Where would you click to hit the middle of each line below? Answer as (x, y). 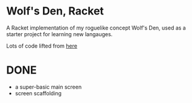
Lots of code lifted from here (42, 46)
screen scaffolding (38, 93)
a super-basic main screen (48, 87)
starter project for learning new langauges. (59, 34)
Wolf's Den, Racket (55, 11)
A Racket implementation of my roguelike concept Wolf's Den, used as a (96, 28)
